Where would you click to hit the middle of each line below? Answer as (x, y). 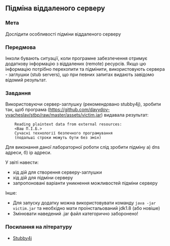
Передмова (21, 47)
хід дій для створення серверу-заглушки (57, 172)
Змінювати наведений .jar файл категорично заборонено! (76, 214)
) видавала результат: (125, 115)
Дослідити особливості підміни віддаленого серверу (63, 34)
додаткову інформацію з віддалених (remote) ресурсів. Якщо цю (76, 64)
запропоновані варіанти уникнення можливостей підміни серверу (85, 183)
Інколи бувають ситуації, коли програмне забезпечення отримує (77, 58)
